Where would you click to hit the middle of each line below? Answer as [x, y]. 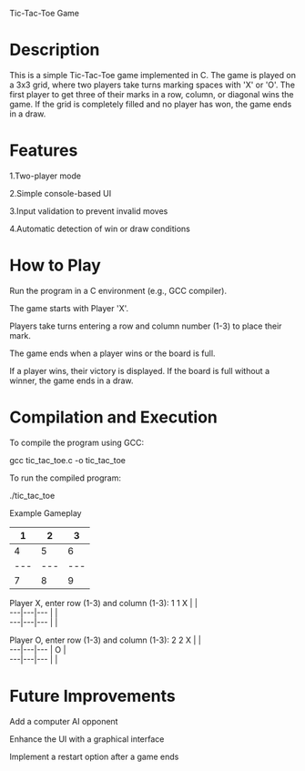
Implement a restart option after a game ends [94, 756]
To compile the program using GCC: [77, 442]
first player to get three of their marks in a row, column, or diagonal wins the [152, 94]
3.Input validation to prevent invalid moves [89, 211]
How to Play [56, 265]
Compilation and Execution [114, 417]
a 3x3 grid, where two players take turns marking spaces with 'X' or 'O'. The [152, 85]
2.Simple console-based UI [61, 193]
